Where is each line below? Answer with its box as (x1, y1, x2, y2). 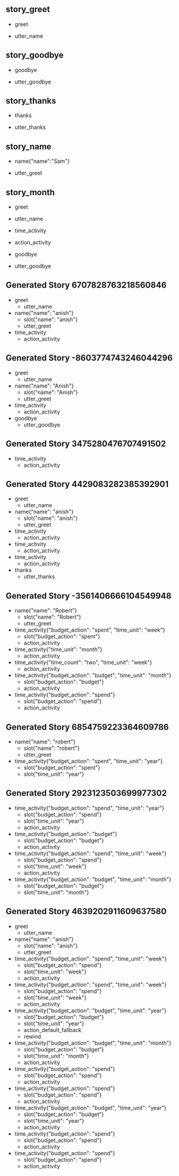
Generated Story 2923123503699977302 (5, 788, 167, 798)
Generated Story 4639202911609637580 (5, 906, 167, 917)
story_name (5, 141, 52, 151)
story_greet (5, 4, 51, 15)
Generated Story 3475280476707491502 (5, 439, 166, 449)
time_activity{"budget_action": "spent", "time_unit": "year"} (14, 757, 163, 765)
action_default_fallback (23, 1026, 82, 1033)
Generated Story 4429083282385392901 (5, 478, 169, 489)
